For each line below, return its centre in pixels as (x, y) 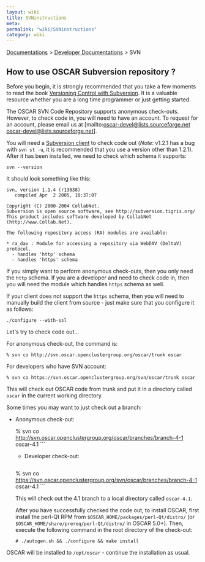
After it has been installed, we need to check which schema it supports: (96, 156)
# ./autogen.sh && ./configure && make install (77, 541)
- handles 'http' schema (43, 254)
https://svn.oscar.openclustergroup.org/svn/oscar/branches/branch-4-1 (106, 480)
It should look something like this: (48, 178)
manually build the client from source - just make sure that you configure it (100, 302)
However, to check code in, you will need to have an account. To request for (102, 118)
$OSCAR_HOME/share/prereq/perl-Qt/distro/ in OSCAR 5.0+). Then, (99, 523)
